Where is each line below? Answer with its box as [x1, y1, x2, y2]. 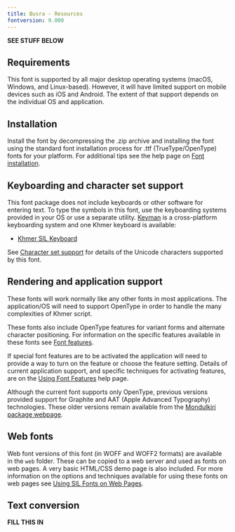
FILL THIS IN [7, 518, 44, 526]
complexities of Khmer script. [7, 309, 93, 317]
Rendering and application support [7, 276, 163, 288]
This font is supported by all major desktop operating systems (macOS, [7, 75, 213, 84]
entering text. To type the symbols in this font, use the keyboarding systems [7, 205, 227, 214]
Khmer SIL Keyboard [17, 234, 77, 243]
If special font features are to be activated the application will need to [7, 351, 208, 360]
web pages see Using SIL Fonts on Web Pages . [7, 479, 144, 488]
